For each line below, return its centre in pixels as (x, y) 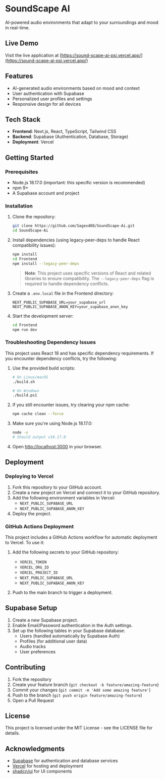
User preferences (38, 651)
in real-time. (18, 27)
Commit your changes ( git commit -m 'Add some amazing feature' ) (82, 690)
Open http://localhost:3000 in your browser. (57, 446)
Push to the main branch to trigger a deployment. (62, 592)
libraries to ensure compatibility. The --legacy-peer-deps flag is (89, 278)
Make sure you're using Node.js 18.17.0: (52, 424)
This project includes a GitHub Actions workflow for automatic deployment (81, 537)
